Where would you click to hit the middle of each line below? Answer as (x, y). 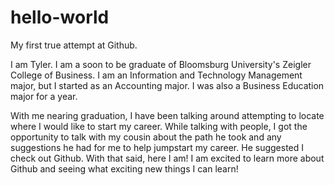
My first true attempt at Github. (74, 45)
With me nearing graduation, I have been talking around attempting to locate (167, 115)
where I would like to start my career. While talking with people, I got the (159, 126)
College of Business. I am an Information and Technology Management (156, 75)
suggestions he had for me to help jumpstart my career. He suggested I (157, 147)
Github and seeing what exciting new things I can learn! (124, 168)
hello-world (60, 17)
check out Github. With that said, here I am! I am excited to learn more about (167, 158)
